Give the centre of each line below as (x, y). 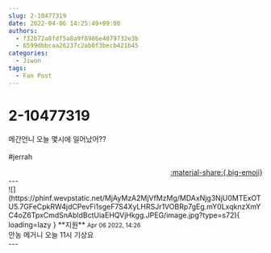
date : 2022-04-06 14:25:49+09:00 (65, 23)
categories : (28, 53)
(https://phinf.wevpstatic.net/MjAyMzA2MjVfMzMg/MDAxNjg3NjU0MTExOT (135, 197)
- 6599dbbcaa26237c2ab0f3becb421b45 (77, 46)
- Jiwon (29, 61)
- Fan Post (34, 76)
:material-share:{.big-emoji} (217, 172)
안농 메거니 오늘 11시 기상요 (51, 234)
